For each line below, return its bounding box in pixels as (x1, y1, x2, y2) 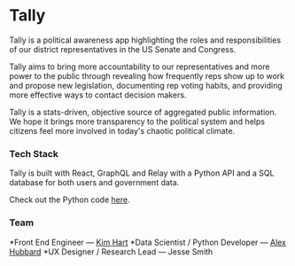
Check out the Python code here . (9, 194, 130, 205)
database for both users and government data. (9, 177, 180, 188)
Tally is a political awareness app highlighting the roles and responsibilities (9, 35, 282, 45)
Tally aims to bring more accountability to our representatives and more (9, 61, 270, 72)
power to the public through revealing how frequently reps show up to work (9, 70, 285, 81)
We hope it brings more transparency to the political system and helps (9, 116, 266, 127)
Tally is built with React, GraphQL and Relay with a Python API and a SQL (9, 168, 275, 178)
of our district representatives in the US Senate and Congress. (9, 43, 237, 54)
